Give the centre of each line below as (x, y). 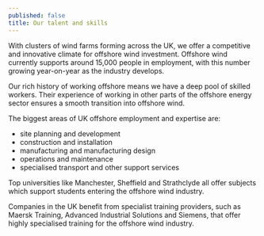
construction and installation (66, 142)
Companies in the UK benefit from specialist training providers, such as (125, 206)
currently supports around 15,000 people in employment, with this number (130, 62)
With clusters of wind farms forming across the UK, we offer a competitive (130, 45)
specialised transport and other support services (99, 167)
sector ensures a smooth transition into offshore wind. (96, 103)
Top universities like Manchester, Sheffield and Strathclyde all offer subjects (132, 182)
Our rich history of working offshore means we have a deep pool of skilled (130, 86)
